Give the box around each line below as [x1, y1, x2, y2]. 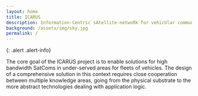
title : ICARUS [6, 14, 41, 20]
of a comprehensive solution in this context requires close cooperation [6, 71, 178, 78]
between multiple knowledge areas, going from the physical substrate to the [6, 77, 192, 84]
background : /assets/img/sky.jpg [6, 25, 88, 31]
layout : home [6, 8, 38, 15]
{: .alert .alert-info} [6, 47, 51, 54]
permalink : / [6, 31, 38, 37]
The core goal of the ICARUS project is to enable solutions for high [6, 58, 168, 65]
